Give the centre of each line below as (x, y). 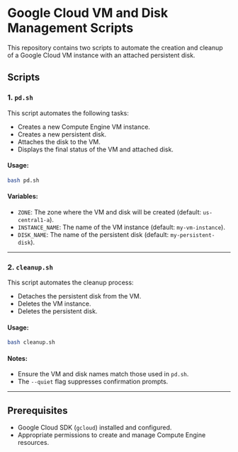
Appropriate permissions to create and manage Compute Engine (112, 435)
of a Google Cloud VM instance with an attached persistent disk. (101, 55)
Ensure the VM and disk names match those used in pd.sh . (103, 374)
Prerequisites (38, 411)
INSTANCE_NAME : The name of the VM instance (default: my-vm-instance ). (121, 227)
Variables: (23, 197)
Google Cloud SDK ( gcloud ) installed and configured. (95, 428)
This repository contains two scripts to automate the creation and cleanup (115, 47)
